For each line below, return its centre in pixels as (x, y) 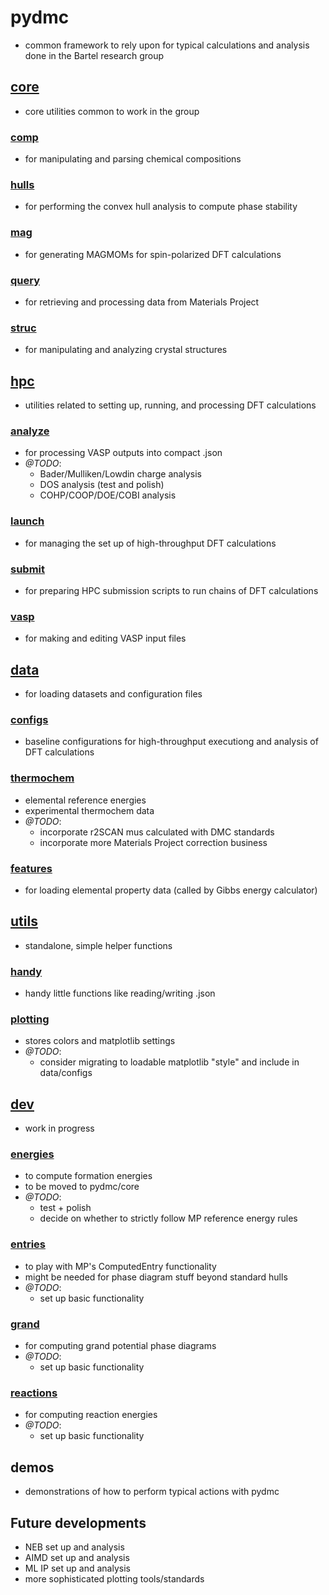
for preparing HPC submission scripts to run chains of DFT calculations (171, 590)
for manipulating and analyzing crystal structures (126, 350)
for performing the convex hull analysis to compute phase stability (161, 207)
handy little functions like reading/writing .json (120, 993)
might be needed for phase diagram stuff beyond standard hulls (156, 1277)
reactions (34, 1393)
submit (28, 569)
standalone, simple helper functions (98, 945)
